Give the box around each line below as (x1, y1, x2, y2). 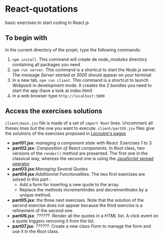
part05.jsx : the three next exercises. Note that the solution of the (12, 197, 144, 203)
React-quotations (5, 3, 78, 15)
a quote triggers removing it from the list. (12, 218, 95, 224)
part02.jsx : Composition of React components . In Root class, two (12, 145, 145, 151)
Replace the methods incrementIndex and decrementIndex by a (19, 187, 148, 192)
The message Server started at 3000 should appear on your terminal (12, 72, 152, 78)
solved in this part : (12, 176, 51, 182)
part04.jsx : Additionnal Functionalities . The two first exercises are (12, 171, 145, 177)
